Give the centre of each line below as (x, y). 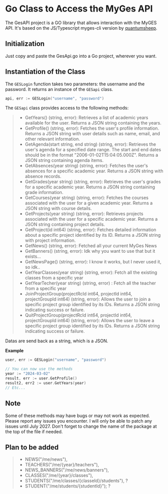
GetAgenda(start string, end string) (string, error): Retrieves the (91, 144)
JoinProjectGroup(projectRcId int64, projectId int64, (78, 294)
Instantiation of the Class (45, 72)
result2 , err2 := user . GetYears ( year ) (46, 383)
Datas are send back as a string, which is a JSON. (57, 341)
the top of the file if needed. (34, 431)
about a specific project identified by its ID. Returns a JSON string (93, 235)
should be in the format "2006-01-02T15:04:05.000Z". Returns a (92, 155)
